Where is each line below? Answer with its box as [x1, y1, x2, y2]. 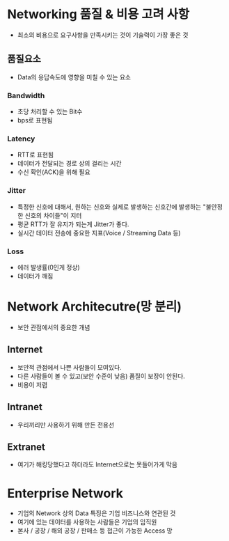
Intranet [7, 401, 43, 413]
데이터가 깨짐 [17, 272, 54, 280]
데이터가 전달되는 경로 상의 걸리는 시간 [17, 159, 122, 168]
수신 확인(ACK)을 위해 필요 [17, 168, 90, 176]
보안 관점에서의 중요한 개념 [17, 323, 90, 331]
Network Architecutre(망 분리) [7, 299, 182, 315]
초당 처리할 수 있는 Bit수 [17, 107, 83, 116]
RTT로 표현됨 [17, 150, 54, 159]
